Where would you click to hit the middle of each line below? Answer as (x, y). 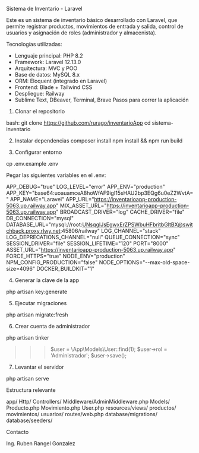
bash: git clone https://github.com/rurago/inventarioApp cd (78, 123)
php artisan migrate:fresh (37, 315)
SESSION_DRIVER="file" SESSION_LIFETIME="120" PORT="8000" (87, 243)
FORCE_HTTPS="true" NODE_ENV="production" (66, 256)
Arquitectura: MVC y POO (46, 68)
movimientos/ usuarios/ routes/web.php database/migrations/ (82, 414)
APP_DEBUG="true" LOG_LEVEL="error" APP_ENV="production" (86, 187)
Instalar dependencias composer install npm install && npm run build (99, 141)
